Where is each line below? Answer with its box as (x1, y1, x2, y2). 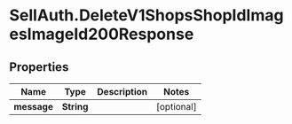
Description (97, 86, 148, 97)
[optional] (155, 101, 197, 112)
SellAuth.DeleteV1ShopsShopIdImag (9, 5, 284, 26)
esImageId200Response (9, 24, 194, 44)
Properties (9, 59, 69, 74)
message (13, 101, 53, 112)
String (61, 101, 89, 112)
